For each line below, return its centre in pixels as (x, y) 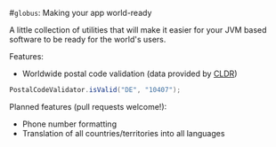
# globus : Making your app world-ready (81, 13)
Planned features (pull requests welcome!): (88, 106)
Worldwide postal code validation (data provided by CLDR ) (130, 73)
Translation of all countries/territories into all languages (123, 133)
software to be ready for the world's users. (88, 39)
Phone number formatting (69, 124)
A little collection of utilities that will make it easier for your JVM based (138, 30)
